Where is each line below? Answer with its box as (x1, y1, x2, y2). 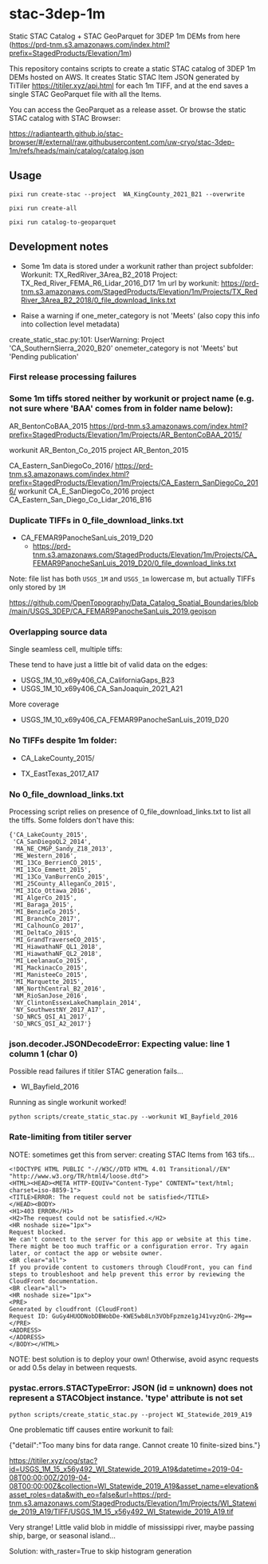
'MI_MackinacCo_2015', (12, 963, 89, 972)
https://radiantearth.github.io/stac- (9, 129, 124, 138)
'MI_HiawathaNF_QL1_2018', (12, 942, 103, 950)
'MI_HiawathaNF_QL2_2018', (12, 950, 103, 958)
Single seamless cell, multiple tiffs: (9, 645, 123, 654)
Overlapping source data (9, 626, 108, 637)
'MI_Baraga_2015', (12, 901, 74, 909)
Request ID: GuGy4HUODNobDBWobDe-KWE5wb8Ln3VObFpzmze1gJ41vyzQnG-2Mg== (9, 1312, 252, 1320)
